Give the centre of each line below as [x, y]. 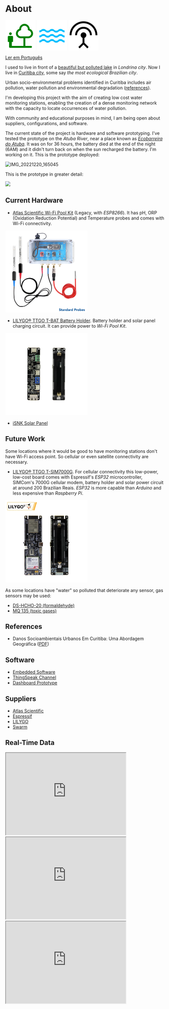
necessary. [17, 462]
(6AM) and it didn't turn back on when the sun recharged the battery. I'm [81, 149]
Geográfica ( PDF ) [31, 644]
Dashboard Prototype [35, 683]
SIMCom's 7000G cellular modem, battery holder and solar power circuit [88, 482]
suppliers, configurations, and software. [47, 123]
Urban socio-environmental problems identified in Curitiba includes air [78, 82]
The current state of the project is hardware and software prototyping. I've [82, 133]
